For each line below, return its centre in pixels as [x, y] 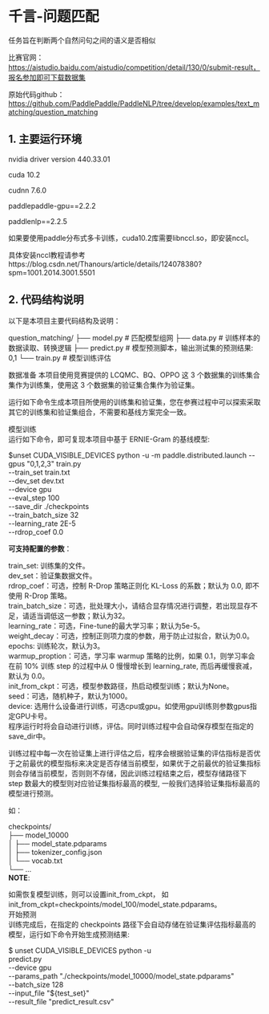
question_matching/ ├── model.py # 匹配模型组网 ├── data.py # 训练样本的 [134, 337]
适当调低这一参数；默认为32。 [79, 616]
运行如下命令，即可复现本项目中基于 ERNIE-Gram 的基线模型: [109, 439]
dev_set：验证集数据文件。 [52, 576]
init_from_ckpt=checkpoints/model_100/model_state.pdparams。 [115, 904]
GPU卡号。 [33, 716]
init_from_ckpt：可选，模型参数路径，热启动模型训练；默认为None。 [121, 686]
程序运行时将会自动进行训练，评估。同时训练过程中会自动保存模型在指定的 [131, 726]
